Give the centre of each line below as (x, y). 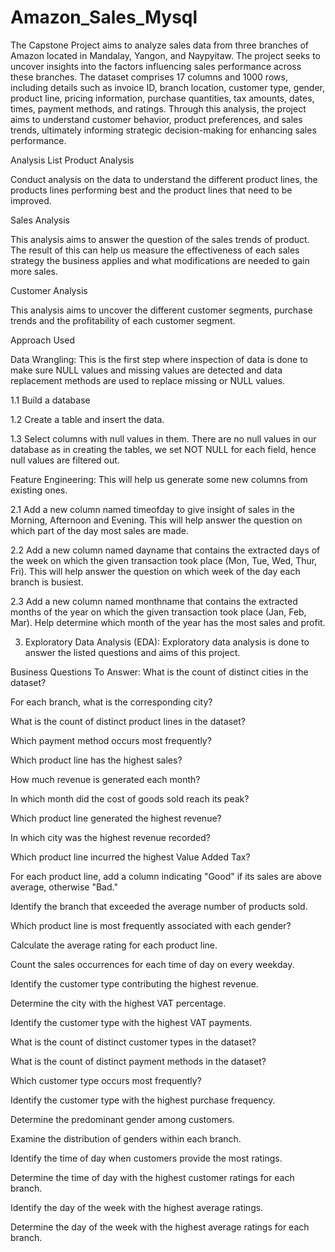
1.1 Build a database (50, 400)
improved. (31, 200)
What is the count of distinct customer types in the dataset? (133, 1042)
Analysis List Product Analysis (72, 160)
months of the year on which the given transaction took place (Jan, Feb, (158, 612)
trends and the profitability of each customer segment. (123, 320)
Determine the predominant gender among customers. (122, 1119)
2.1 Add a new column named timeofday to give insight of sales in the (152, 509)
